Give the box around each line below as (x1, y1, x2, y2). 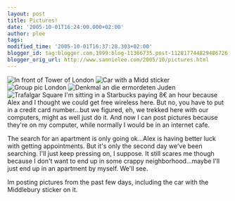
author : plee (7, 30, 46, 37)
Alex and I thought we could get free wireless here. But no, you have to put (7, 98, 224, 106)
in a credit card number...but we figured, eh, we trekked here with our (7, 105, 209, 114)
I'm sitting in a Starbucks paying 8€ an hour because (64, 90, 218, 99)
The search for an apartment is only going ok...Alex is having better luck (7, 134, 217, 142)
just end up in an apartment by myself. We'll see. (7, 164, 148, 173)
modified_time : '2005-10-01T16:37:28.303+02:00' (7, 43, 153, 50)
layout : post (7, 10, 46, 18)
